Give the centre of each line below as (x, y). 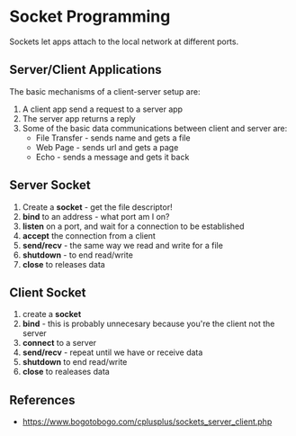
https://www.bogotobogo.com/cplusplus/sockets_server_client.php (147, 422)
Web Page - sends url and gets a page (107, 147)
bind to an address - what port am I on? (96, 216)
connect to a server (59, 343)
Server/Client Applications (85, 70)
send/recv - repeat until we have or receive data (112, 352)
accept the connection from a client (89, 235)
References (42, 400)
